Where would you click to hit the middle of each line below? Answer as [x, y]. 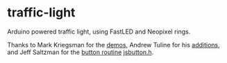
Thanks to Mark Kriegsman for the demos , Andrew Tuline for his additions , [113, 45]
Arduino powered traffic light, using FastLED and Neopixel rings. [99, 32]
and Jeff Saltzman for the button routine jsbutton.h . [81, 52]
